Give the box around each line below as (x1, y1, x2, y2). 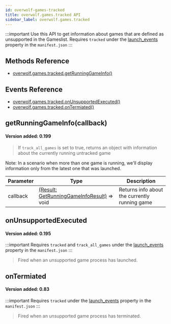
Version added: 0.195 (5, 230, 51, 237)
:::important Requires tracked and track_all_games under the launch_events (5, 242, 164, 248)
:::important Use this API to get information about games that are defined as (5, 31, 164, 37)
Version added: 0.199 (5, 133, 51, 139)
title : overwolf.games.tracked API (5, 12, 81, 17)
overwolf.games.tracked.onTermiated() (12, 104, 94, 110)
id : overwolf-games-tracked (5, 7, 65, 13)
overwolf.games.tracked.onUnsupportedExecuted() (12, 99, 121, 105)
